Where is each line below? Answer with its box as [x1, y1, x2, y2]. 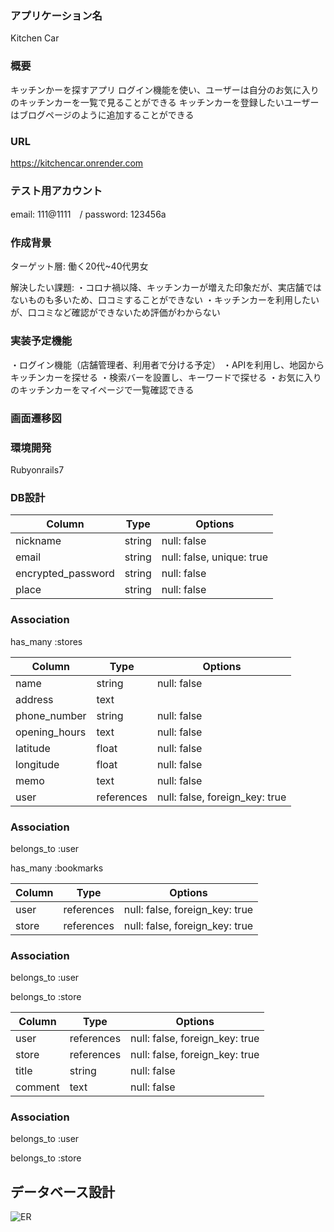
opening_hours [15, 725, 87, 739]
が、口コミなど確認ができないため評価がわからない [10, 307, 221, 319]
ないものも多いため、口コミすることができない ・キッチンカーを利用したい [10, 294, 320, 306]
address [15, 692, 54, 706]
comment [15, 1080, 60, 1094]
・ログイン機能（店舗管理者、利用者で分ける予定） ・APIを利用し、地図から [10, 358, 325, 371]
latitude [15, 741, 51, 755]
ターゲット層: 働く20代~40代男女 [10, 260, 149, 272]
